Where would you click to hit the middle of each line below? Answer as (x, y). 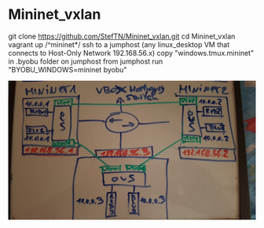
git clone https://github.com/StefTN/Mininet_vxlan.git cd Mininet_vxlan (122, 36)
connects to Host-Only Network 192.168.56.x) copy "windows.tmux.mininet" (131, 53)
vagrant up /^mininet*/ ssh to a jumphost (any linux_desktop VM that (119, 44)
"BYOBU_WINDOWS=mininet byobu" (68, 69)
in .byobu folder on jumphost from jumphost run (86, 61)
